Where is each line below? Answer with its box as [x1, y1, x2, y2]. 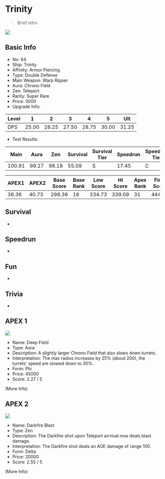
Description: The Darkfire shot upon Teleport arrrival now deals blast [12, 433, 152, 439]
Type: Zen [12, 427, 33, 433]
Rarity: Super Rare [12, 93, 50, 99]
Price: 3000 [12, 98, 36, 104]
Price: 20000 [12, 453, 39, 459]
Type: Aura [12, 344, 35, 350]
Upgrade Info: [12, 103, 41, 109]
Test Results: [12, 136, 38, 142]
